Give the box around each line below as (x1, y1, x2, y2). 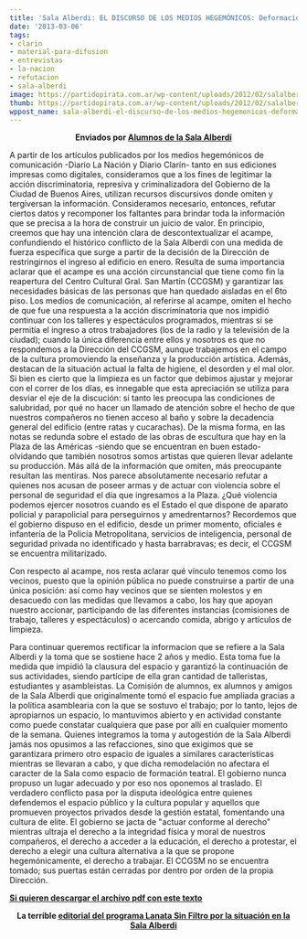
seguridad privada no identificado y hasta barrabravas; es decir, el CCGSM (9, 539, 292, 550)
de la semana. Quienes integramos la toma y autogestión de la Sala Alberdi (9, 729, 291, 741)
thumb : (9, 98, 35, 108)
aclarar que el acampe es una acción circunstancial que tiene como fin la (9, 266, 285, 277)
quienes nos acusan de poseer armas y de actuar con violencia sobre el (9, 480, 281, 491)
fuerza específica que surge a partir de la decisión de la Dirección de (9, 247, 270, 258)
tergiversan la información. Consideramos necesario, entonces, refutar (9, 198, 276, 209)
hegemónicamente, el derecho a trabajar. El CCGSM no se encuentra (9, 856, 270, 867)
